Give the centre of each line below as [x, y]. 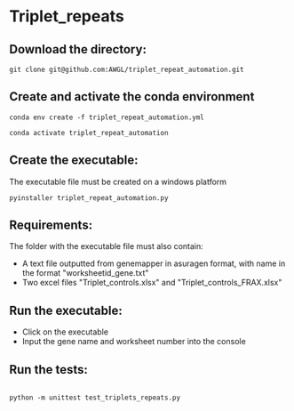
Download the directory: [78, 49]
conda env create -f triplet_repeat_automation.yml [107, 117]
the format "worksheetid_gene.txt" [85, 273]
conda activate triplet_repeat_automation [89, 133]
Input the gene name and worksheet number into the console [134, 342]
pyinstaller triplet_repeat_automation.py [89, 197]
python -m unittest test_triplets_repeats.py [95, 398]
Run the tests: [49, 370]
